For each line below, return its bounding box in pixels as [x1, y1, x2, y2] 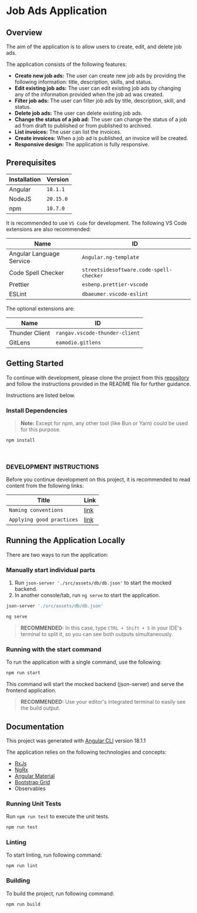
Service [9, 257, 30, 265]
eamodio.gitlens [55, 339, 101, 346]
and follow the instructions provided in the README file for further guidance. [6, 380, 191, 387]
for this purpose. [20, 426, 61, 433]
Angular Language [9, 249, 60, 257]
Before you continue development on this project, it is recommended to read [6, 476, 191, 483]
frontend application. [6, 687, 57, 694]
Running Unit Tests [6, 800, 62, 808]
